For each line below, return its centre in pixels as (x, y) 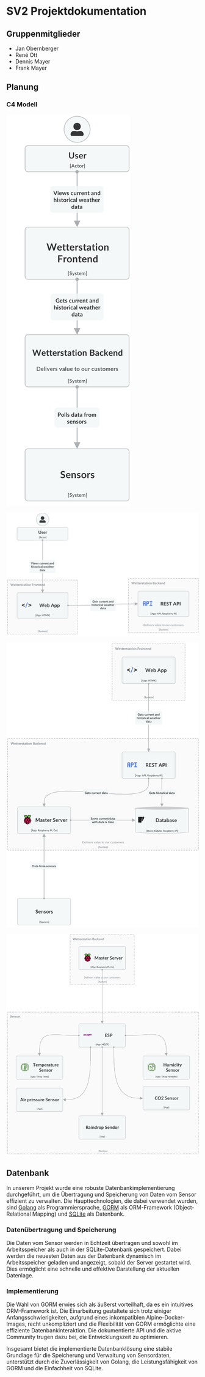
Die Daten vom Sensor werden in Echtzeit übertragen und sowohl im (92, 1243)
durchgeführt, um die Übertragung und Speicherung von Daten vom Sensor (101, 1194)
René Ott (26, 55)
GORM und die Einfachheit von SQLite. (55, 1368)
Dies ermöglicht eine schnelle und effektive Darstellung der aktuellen (93, 1269)
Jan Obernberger (37, 48)
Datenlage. (20, 1276)
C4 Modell (22, 105)
